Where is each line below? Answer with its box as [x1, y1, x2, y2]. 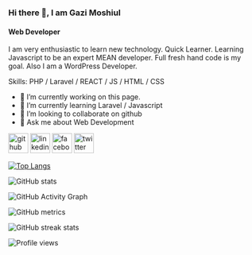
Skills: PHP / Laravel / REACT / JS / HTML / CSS [8, 77, 165, 87]
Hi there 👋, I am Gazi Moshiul [8, 7, 121, 18]
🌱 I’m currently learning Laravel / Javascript [19, 101, 163, 110]
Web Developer [8, 27, 61, 37]
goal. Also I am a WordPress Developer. [8, 61, 138, 71]
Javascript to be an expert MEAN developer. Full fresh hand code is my [8, 53, 242, 63]
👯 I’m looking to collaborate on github [19, 109, 143, 118]
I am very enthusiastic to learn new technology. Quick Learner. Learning [8, 44, 244, 54]
